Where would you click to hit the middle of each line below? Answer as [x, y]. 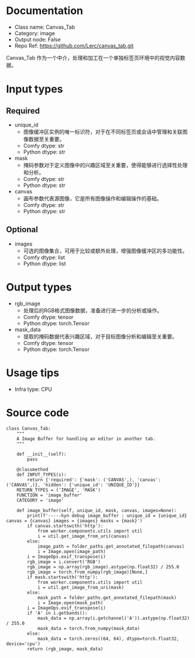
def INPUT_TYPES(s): [42, 475]
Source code [37, 413]
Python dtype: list [45, 263]
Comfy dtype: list [44, 257]
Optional [22, 230]
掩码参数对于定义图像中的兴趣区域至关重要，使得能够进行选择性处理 [105, 165]
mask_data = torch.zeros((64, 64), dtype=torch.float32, [108, 639]
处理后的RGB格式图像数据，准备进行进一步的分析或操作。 [93, 310]
